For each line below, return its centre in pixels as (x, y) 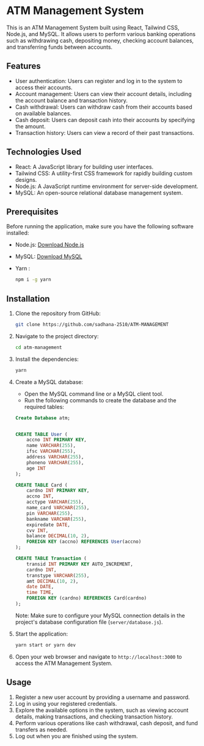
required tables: (44, 407)
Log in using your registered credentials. (66, 703)
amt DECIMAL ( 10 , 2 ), (53, 581)
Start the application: (42, 634)
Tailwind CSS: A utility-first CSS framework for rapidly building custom (104, 173)
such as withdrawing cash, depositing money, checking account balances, (100, 40)
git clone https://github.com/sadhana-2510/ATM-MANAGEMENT (92, 325)
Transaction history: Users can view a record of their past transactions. (104, 132)
